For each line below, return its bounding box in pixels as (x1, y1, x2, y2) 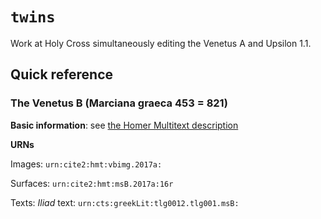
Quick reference (10, 66, 114, 83)
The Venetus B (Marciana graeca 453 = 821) (10, 96, 228, 110)
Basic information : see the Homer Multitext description (10, 119, 239, 131)
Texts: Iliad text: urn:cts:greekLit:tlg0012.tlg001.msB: (10, 196, 240, 208)
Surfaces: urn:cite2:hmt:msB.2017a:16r (10, 177, 174, 189)
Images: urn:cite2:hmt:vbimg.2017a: (10, 158, 163, 170)
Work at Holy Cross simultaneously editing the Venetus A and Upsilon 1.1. (10, 37, 312, 49)
